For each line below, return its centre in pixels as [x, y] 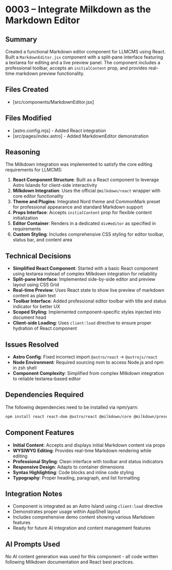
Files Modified [29, 118]
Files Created [27, 90]
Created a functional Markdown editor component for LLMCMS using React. [85, 52]
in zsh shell [25, 368]
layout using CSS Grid [36, 285]
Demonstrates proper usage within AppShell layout [66, 511]
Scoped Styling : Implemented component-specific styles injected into [87, 312]
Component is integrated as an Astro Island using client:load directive [88, 506]
